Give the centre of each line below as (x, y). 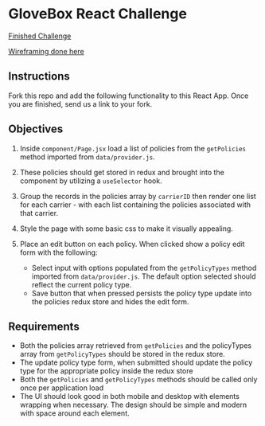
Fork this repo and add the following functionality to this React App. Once (129, 96)
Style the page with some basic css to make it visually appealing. (126, 229)
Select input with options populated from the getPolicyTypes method (144, 268)
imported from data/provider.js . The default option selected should (144, 276)
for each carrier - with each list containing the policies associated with (135, 205)
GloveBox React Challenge (97, 14)
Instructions (39, 76)
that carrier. (39, 213)
